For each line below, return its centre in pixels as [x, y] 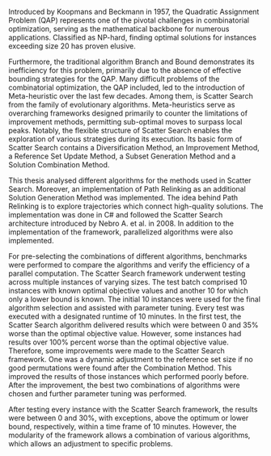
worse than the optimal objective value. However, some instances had [125, 334]
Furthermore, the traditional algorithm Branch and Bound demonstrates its [131, 61]
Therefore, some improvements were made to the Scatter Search [116, 350]
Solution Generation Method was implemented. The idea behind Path [123, 198]
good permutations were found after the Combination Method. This [120, 368]
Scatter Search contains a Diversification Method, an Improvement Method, [134, 148]
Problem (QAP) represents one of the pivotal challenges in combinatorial [129, 20]
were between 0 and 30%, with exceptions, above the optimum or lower [129, 418]
